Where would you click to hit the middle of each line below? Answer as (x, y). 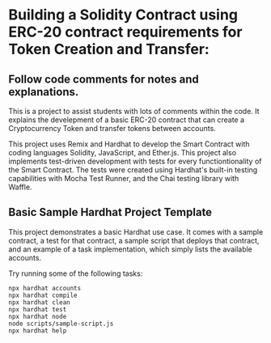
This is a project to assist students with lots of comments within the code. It (134, 111)
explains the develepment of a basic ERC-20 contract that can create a (127, 120)
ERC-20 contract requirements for (125, 32)
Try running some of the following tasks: (76, 273)
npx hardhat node (38, 316)
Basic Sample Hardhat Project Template (110, 212)
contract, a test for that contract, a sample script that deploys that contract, (134, 240)
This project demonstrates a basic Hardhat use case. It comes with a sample (136, 231)
